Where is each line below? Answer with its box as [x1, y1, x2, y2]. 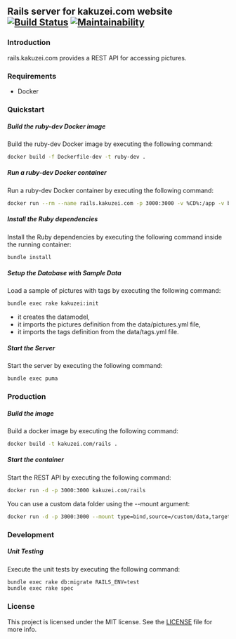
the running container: [7, 240, 72, 249]
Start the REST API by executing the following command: [7, 473, 171, 482]
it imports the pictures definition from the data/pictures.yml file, [17, 320, 202, 329]
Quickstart [7, 105, 45, 114]
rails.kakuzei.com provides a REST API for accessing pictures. [7, 53, 187, 62]
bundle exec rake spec [7, 585, 74, 592]
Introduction [7, 38, 51, 48]
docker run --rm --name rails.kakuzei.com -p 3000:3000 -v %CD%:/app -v [7, 199, 225, 206]
